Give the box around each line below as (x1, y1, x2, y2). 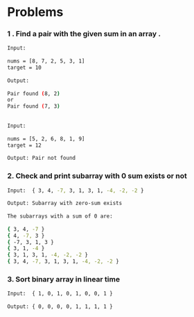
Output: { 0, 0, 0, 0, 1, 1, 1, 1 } (7, 303, 113, 310)
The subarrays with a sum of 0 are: (7, 213, 113, 220)
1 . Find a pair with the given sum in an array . (7, 29, 161, 39)
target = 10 (7, 64, 42, 72)
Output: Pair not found (7, 154, 76, 162)
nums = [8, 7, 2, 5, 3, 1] (7, 58, 85, 65)
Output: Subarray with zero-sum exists (7, 200, 123, 207)
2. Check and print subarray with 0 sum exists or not (7, 171, 187, 181)
